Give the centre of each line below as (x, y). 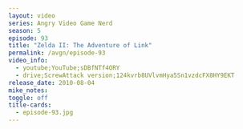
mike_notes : (28, 90)
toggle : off (28, 98)
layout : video (32, 16)
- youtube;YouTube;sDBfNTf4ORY (68, 68)
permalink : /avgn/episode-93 (57, 53)
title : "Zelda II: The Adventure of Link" (80, 46)
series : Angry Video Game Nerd (61, 23)
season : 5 (25, 30)
